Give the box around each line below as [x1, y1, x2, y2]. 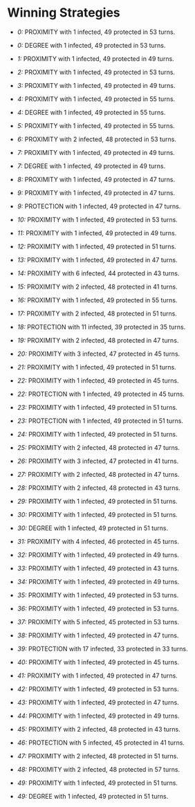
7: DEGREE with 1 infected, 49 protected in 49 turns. [17, 161, 166, 170]
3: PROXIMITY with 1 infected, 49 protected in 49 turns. [17, 81, 176, 89]
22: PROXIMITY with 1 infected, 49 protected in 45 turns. [17, 376, 179, 385]
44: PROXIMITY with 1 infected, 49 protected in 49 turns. [17, 711, 180, 720]
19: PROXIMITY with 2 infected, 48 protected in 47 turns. [17, 336, 179, 344]
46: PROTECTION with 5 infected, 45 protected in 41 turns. [17, 738, 185, 747]
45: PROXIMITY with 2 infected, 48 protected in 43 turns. [17, 725, 181, 733]
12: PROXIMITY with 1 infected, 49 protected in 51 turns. [17, 242, 176, 251]
